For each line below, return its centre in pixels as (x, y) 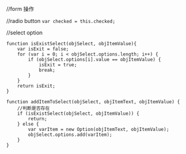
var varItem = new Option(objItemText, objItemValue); (99, 129)
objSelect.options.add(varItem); (70, 135)
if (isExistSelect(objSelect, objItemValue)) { (78, 114)
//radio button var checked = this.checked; (61, 21)
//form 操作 (20, 9)
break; (47, 70)
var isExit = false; (43, 49)
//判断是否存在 (34, 108)
